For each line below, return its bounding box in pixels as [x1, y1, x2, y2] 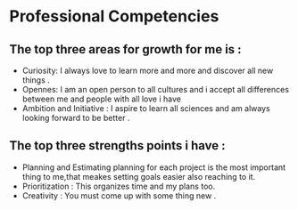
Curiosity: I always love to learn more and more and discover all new [21, 65, 274, 76]
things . [21, 75, 51, 85]
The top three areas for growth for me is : [9, 42, 243, 57]
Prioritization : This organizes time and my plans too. [21, 181, 216, 191]
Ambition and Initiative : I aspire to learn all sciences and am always [21, 103, 270, 113]
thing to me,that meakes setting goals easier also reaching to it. [21, 171, 256, 182]
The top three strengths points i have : [9, 138, 226, 153]
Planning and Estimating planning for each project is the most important [21, 162, 286, 173]
